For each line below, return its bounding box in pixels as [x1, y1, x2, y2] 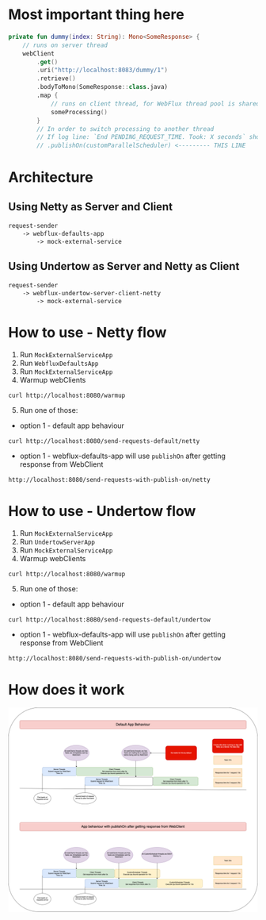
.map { [36, 91, 59, 100]
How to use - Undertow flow [8, 502, 196, 521]
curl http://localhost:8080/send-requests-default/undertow [8, 615, 211, 624]
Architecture [8, 168, 93, 187]
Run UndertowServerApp [19, 537, 95, 546]
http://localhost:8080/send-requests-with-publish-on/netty [8, 475, 211, 483]
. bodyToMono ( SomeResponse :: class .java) [36, 83, 169, 91]
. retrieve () [36, 75, 77, 83]
